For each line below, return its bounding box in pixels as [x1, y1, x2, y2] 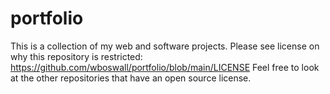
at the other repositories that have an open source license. [10, 72, 252, 84]
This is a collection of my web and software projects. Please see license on [10, 40, 320, 52]
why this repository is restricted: [10, 50, 143, 62]
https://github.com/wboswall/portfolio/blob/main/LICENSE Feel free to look [10, 61, 320, 73]
